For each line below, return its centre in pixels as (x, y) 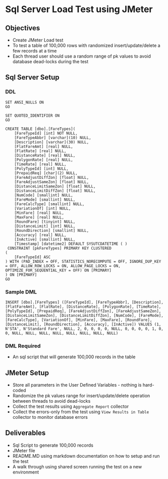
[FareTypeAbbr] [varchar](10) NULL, (53, 137)
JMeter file (24, 450)
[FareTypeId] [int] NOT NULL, (46, 133)
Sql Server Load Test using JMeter (79, 9)
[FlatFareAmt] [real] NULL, (44, 147)
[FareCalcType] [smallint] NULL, (49, 204)
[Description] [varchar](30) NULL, (52, 142)
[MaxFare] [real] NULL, (39, 217)
